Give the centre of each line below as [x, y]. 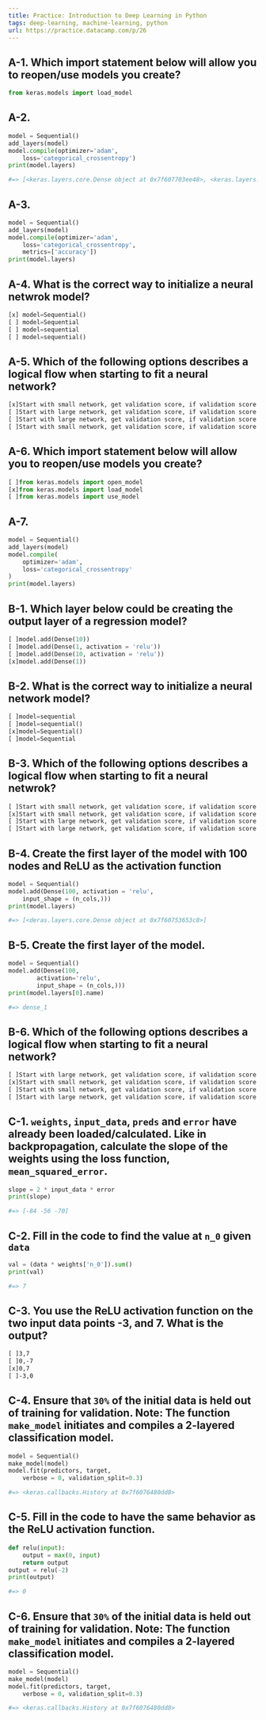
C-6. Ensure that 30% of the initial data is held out [129, 1617]
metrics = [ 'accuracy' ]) [60, 252]
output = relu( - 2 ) [38, 1570]
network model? [49, 698]
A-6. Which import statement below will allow [123, 451]
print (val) [26, 1272]
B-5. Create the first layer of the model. [107, 945]
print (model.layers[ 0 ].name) [56, 993]
